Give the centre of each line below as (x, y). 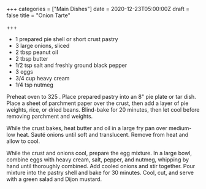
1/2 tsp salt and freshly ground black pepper (71, 65)
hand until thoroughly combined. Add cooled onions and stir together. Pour (101, 166)
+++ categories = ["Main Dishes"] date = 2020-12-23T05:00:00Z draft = (98, 9)
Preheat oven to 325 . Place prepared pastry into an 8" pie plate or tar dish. (101, 97)
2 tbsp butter (32, 59)
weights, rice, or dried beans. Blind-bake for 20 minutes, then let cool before (103, 110)
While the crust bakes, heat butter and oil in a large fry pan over (87, 128)
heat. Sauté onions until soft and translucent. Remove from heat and (102, 135)
